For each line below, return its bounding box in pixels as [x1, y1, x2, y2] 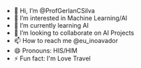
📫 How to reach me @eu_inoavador [13, 37, 119, 44]
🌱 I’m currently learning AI [13, 22, 89, 29]
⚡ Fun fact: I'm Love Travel [13, 54, 91, 62]
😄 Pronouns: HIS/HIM [13, 46, 78, 55]
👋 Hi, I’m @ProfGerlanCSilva [13, 7, 96, 15]
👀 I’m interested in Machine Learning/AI [13, 14, 128, 22]
